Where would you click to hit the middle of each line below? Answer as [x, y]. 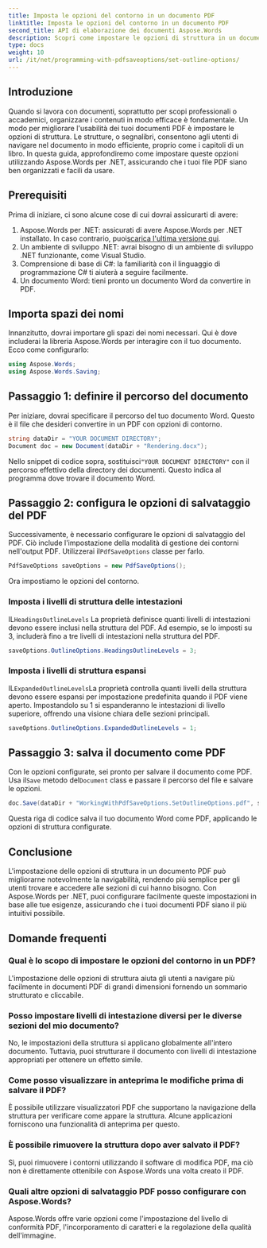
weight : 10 [26, 52]
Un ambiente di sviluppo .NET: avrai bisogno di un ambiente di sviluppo [136, 246]
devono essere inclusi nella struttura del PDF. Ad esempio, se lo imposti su [130, 628]
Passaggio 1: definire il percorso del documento [128, 397]
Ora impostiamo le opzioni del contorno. [74, 581]
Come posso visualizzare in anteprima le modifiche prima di [126, 1080]
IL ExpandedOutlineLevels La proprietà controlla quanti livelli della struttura [128, 688]
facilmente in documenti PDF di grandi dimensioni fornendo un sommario [128, 987]
